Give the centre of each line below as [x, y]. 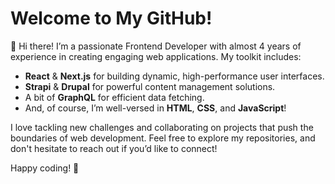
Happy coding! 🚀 [45, 168]
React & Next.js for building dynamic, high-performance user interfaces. [174, 76]
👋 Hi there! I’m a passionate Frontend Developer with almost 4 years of [156, 46]
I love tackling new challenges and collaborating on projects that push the [162, 127]
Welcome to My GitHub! [111, 18]
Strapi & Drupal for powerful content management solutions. [150, 86]
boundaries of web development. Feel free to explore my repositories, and [163, 138]
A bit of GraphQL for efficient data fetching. [114, 97]
